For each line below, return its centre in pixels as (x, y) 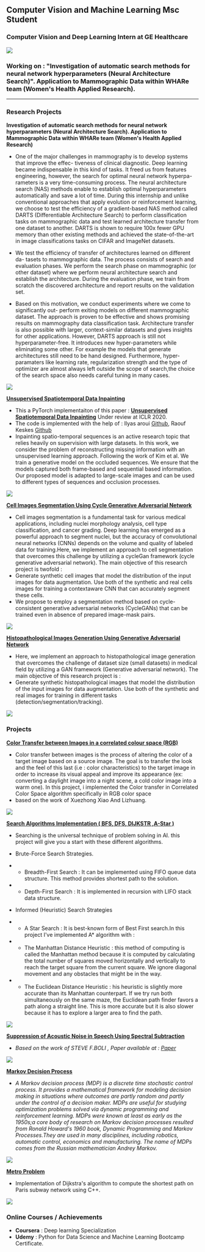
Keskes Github (33, 430)
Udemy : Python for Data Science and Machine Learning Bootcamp (100, 1237)
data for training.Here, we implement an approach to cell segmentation (104, 550)
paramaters (30, 362)
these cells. (30, 595)
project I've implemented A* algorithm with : (80, 934)
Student (22, 20)
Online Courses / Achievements (54, 1217)
